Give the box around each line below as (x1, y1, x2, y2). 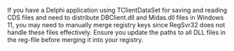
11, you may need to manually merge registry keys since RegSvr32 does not (7, 21, 226, 29)
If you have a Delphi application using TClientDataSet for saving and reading (7, 6, 228, 14)
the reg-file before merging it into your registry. (7, 36, 144, 44)
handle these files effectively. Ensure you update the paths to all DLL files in (7, 28, 226, 36)
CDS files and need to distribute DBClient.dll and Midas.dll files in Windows (7, 13, 224, 22)
